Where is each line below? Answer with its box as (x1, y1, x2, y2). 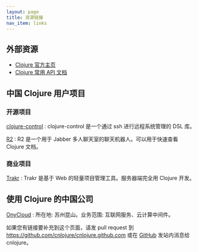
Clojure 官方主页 (14, 61, 56, 68)
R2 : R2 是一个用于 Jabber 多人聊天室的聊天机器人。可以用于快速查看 (6, 135, 179, 143)
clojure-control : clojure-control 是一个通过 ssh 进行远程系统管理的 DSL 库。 (6, 122, 195, 130)
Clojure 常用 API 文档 (14, 69, 68, 76)
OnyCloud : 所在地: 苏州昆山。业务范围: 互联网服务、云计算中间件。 (6, 211, 174, 218)
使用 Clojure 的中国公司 (6, 194, 94, 204)
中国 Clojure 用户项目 (6, 88, 86, 99)
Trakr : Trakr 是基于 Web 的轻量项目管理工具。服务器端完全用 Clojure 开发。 (6, 175, 195, 182)
